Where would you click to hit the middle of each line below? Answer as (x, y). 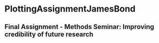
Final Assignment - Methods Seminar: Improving (79, 27)
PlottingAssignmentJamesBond (70, 9)
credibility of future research (49, 34)
